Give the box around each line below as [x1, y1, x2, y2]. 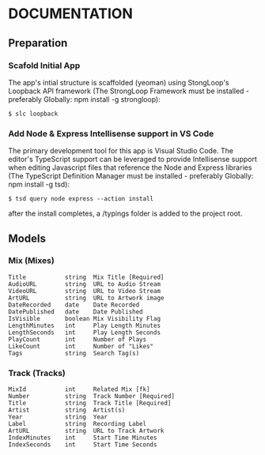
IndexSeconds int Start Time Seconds [8, 441, 157, 449]
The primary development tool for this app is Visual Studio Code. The [8, 146, 234, 156]
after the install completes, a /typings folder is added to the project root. [8, 209, 243, 218]
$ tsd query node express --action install [8, 195, 154, 203]
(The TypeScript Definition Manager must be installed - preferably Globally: [8, 171, 254, 181]
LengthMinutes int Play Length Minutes [8, 322, 161, 329]
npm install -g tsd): [8, 179, 70, 190]
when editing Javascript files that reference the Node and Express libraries [8, 163, 252, 172]
